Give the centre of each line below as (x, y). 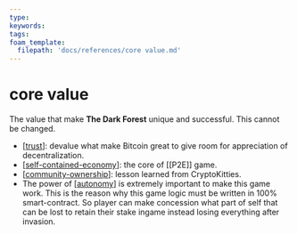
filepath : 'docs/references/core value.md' (99, 51)
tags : (19, 34)
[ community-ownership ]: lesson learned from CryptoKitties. (132, 174)
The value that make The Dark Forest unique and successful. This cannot (144, 119)
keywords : (28, 26)
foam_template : (37, 42)
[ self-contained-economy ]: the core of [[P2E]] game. (120, 165)
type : (19, 17)
